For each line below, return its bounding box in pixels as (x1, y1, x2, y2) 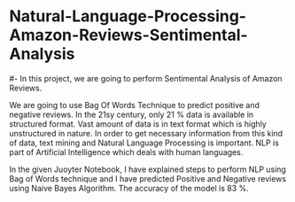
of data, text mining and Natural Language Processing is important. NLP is (9, 137, 279, 148)
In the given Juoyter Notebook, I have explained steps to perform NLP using (9, 164, 286, 175)
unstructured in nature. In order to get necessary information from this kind (9, 128, 283, 138)
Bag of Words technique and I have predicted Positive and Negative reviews (9, 173, 286, 183)
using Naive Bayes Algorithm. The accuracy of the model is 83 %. (9, 183, 250, 193)
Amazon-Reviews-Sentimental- (9, 25, 248, 45)
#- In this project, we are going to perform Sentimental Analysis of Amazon (9, 73, 283, 83)
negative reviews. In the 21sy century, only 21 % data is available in (9, 109, 254, 120)
